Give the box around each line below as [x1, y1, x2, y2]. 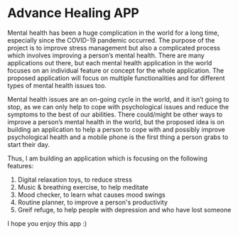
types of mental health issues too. [7, 81, 107, 89]
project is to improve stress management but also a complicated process [7, 43, 220, 52]
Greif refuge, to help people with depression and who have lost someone [17, 205, 232, 214]
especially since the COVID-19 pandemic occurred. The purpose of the [7, 35, 215, 44]
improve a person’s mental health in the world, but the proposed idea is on [7, 117, 225, 126]
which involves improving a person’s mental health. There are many [7, 51, 205, 60]
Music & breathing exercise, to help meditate [17, 182, 149, 191]
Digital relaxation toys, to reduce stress [17, 175, 133, 184]
